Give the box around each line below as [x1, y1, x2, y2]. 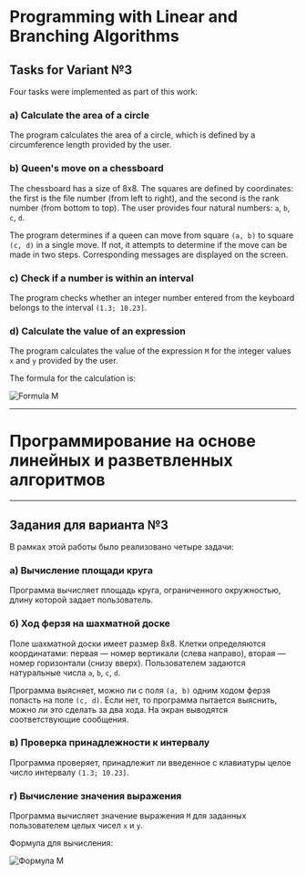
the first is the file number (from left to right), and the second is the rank [9, 192, 280, 203]
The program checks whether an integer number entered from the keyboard [9, 292, 295, 303]
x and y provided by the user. [9, 355, 118, 366]
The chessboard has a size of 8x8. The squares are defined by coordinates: [9, 182, 294, 193]
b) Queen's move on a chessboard [9, 162, 164, 175]
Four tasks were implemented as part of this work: [9, 87, 199, 97]
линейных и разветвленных [9, 450, 234, 471]
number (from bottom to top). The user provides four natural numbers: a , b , [9, 202, 291, 213]
